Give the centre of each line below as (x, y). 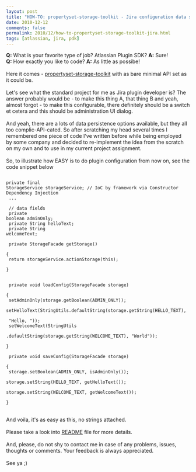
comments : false (26, 28)
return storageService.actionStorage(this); (63, 259)
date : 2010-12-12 (27, 22)
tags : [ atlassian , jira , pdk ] (43, 39)
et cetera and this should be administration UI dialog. (69, 111)
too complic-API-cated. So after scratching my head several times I (87, 130)
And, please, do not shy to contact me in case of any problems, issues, (91, 444)
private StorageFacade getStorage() (53, 244)
